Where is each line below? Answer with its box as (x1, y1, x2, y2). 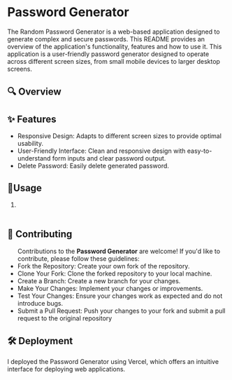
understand (17, 154, 51, 163)
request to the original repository (17, 313, 113, 323)
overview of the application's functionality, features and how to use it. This (7, 42, 222, 50)
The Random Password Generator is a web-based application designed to (7, 27, 220, 36)
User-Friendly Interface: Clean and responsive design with (17, 147, 186, 155)
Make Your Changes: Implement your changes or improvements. (17, 284, 203, 292)
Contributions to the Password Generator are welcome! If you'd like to (17, 247, 221, 255)
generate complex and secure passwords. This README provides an (7, 34, 205, 43)
